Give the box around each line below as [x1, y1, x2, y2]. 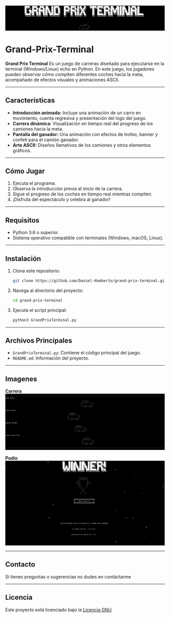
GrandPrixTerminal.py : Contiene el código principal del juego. [12, 350, 141, 356]
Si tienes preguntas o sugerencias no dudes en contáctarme [5, 573, 132, 579]
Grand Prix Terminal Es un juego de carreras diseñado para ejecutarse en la [5, 60, 164, 67]
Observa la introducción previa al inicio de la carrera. [12, 186, 123, 192]
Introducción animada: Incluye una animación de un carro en [12, 110, 141, 116]
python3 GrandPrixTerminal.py [12, 317, 77, 322]
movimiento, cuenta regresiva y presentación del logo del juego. [12, 115, 147, 121]
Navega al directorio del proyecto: [12, 287, 83, 294]
